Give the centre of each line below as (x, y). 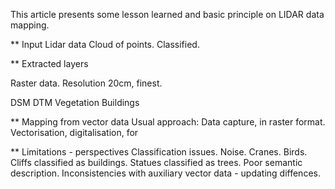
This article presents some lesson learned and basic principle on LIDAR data (167, 14)
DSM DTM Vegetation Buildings (75, 102)
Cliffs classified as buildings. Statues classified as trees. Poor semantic (156, 162)
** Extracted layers (49, 63)
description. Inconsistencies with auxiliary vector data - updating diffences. (165, 173)
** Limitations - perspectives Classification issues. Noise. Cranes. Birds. (159, 152)
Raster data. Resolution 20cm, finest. (86, 83)
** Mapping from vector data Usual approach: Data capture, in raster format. (168, 122)
